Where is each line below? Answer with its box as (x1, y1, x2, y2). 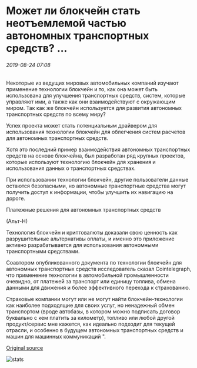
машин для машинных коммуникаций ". (6, 333, 106, 340)
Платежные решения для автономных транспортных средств (6, 206, 161, 213)
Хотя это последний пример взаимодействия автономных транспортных (6, 146, 191, 153)
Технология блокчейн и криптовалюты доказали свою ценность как (6, 229, 178, 236)
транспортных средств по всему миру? (6, 111, 106, 118)
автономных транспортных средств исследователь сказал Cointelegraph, (6, 266, 192, 273)
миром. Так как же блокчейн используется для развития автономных (6, 105, 182, 112)
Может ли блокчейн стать (6, 4, 141, 18)
